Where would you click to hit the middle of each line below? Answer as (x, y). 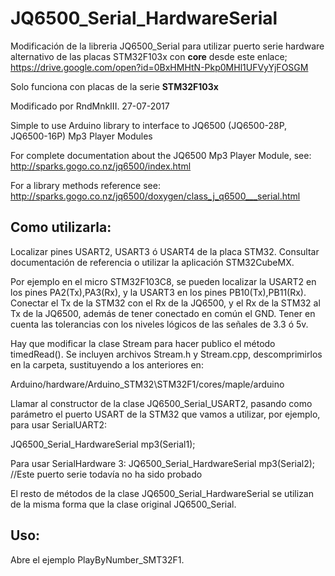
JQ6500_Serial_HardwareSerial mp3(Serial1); (103, 444)
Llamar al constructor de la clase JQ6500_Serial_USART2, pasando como (161, 403)
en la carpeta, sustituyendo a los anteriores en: (107, 364)
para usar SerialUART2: (58, 424)
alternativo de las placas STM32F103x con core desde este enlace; (149, 56)
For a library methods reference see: (85, 185)
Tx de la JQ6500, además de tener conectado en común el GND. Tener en (163, 313)
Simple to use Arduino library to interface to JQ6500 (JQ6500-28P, (149, 125)
